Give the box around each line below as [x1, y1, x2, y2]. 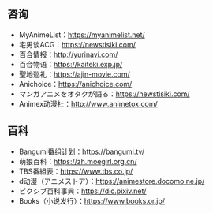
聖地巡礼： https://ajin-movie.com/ [18, 69, 131, 79]
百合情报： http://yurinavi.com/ [18, 50, 118, 59]
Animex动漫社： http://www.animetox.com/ [18, 99, 159, 108]
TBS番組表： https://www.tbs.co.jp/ [18, 166, 133, 176]
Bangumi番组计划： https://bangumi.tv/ [18, 147, 145, 156]
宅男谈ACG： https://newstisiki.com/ [18, 39, 136, 49]
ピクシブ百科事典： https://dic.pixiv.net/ [18, 186, 147, 196]
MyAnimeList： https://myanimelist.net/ [18, 30, 145, 39]
